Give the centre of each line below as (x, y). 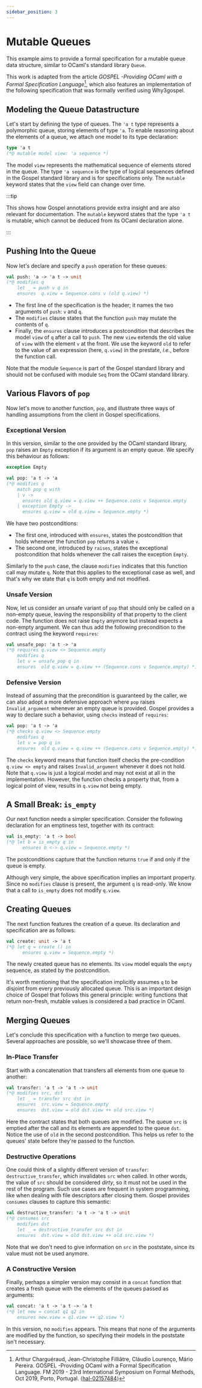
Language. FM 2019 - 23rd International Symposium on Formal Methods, (105, 1372)
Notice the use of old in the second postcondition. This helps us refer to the (100, 1134)
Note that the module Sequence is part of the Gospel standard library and (96, 368)
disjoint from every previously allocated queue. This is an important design (99, 989)
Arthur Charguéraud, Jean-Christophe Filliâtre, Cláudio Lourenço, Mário (104, 1359)
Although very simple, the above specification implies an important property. (101, 877)
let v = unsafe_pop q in (48, 661)
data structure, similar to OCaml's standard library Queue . (76, 65)
